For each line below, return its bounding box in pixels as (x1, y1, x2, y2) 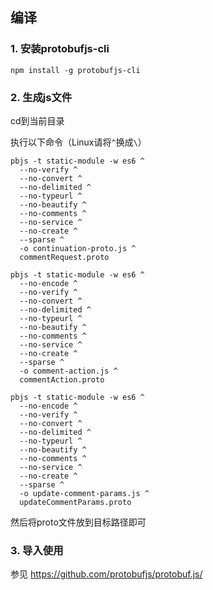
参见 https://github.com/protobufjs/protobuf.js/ (10, 568, 203, 580)
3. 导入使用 (10, 543, 64, 557)
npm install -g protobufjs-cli (10, 65, 141, 75)
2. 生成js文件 (10, 90, 73, 104)
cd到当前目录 (10, 114, 65, 127)
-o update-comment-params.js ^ (19, 488, 150, 498)
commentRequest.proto (19, 252, 110, 262)
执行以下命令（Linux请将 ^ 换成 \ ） (10, 136, 147, 148)
